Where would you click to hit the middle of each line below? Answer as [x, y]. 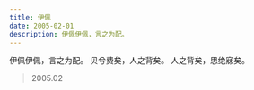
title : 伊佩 [30, 17]
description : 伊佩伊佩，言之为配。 [69, 34]
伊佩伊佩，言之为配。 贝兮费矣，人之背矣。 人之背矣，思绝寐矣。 [129, 61]
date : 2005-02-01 [42, 26]
